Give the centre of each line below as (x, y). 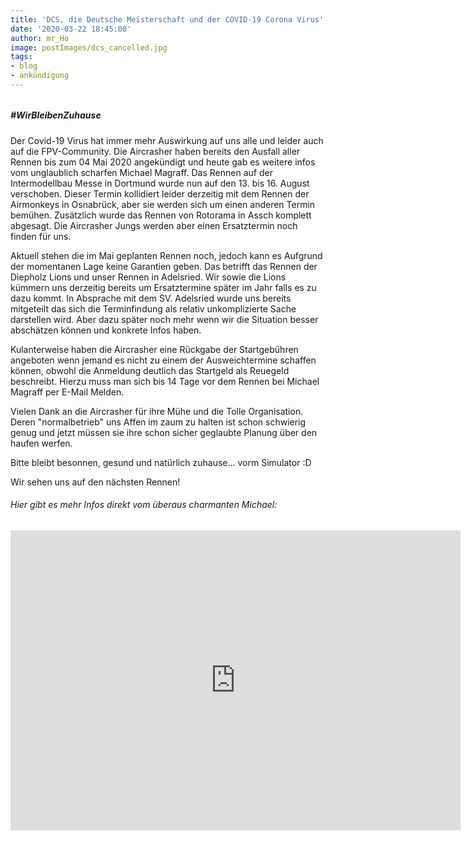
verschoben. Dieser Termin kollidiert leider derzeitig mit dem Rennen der (160, 193)
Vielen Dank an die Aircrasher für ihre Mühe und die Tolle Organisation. (157, 411)
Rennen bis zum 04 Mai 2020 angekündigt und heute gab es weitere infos (163, 162)
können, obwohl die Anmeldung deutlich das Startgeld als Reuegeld (150, 370)
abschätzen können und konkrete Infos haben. (106, 330)
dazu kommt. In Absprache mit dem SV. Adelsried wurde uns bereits (151, 298)
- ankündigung (40, 76)
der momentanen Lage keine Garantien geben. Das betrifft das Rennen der (164, 266)
